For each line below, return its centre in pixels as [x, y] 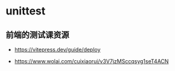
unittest [26, 11]
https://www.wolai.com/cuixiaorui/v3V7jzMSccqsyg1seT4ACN [91, 61]
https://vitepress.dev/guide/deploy [57, 50]
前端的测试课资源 [37, 35]
